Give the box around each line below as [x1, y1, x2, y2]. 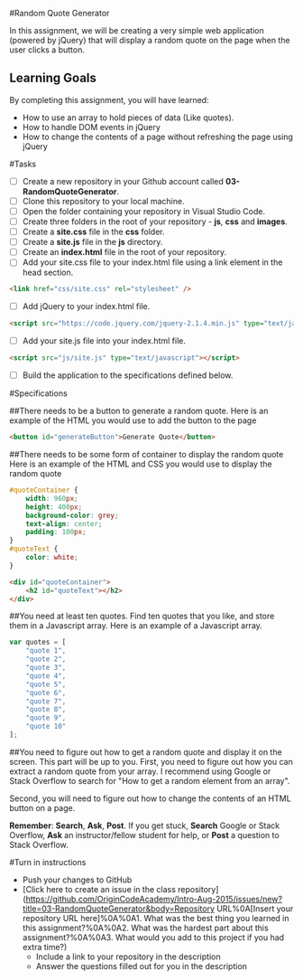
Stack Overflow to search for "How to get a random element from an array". [9, 775, 290, 786]
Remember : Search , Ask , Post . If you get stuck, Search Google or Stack [9, 820, 280, 831]
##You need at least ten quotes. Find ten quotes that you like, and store [9, 610, 275, 622]
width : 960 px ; [25, 494, 78, 503]
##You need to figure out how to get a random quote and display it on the [9, 746, 282, 758]
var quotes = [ [9, 637, 67, 647]
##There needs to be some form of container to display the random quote [9, 449, 284, 459]
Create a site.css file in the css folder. [22, 226, 165, 238]
